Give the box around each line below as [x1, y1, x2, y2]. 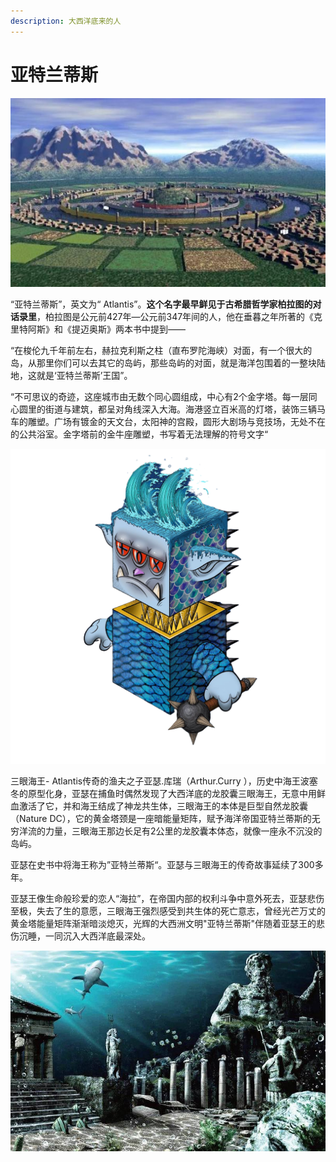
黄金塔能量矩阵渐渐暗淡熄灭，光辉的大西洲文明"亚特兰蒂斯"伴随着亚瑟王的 [10, 917, 317, 929]
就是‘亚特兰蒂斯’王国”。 [36, 369, 133, 381]
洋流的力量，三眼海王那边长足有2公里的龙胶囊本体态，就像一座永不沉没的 [18, 825, 323, 837]
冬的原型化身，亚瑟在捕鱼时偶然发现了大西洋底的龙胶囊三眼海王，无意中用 [10, 787, 317, 799]
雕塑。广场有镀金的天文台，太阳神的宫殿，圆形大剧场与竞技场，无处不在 [27, 415, 326, 427]
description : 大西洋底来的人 [10, 16, 122, 26]
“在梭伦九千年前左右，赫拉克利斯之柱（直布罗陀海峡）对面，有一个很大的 [10, 344, 313, 356]
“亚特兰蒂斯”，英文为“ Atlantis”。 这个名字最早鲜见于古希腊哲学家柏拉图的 [10, 298, 313, 310]
